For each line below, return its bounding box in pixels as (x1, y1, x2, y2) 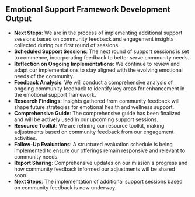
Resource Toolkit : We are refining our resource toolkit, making (13, 122, 165, 129)
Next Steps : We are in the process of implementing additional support (13, 29, 183, 36)
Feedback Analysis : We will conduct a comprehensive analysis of (13, 79, 173, 86)
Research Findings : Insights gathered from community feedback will (13, 97, 180, 104)
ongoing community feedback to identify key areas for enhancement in (13, 85, 185, 92)
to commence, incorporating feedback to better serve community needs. (13, 54, 190, 61)
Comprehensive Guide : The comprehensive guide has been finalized (13, 110, 181, 117)
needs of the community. (13, 72, 74, 79)
